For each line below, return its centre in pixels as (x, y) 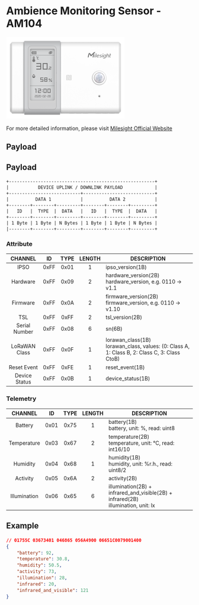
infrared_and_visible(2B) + (141, 493)
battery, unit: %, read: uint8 (142, 428)
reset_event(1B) (125, 367)
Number (23, 332)
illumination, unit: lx (132, 505)
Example (23, 526)
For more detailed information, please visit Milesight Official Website (89, 128)
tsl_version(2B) (124, 317)
